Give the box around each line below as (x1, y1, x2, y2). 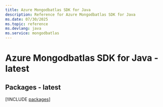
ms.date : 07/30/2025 (5, 17, 49, 22)
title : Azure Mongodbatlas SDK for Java (5, 7, 91, 13)
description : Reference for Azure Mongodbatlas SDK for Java (5, 12, 136, 17)
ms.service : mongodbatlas (5, 31, 59, 36)
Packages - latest (5, 83, 61, 91)
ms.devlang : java (5, 26, 42, 31)
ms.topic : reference (5, 21, 49, 27)
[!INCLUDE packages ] (5, 96, 51, 102)
